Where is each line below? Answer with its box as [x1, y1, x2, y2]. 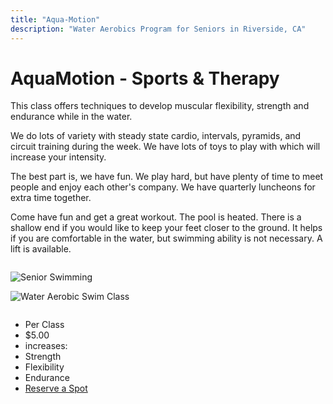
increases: [24, 340, 68, 352]
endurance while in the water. [10, 111, 133, 123]
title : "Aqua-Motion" [10, 14, 101, 25]
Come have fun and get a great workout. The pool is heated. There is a [10, 211, 302, 223]
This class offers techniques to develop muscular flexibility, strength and [10, 100, 310, 112]
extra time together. [10, 192, 92, 204]
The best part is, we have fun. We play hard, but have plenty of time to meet [10, 171, 324, 183]
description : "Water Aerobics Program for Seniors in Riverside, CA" [10, 24, 307, 34]
